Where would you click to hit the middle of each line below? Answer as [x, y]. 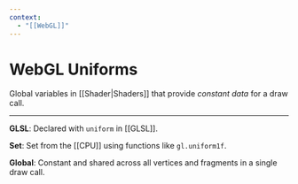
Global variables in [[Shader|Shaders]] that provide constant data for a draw [149, 94]
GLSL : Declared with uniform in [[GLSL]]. [83, 128]
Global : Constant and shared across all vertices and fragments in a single [143, 163]
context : [25, 17]
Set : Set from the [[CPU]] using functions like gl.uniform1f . [118, 146]
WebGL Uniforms [74, 69]
